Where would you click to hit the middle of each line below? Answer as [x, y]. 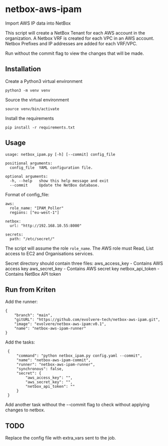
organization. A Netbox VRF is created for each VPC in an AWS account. [80, 38]
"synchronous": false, [40, 369]
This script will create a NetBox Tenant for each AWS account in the [75, 33]
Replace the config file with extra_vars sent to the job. [61, 438]
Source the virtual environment [37, 99]
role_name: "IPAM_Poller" [37, 208]
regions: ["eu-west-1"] [34, 212]
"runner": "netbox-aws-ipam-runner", [56, 365]
